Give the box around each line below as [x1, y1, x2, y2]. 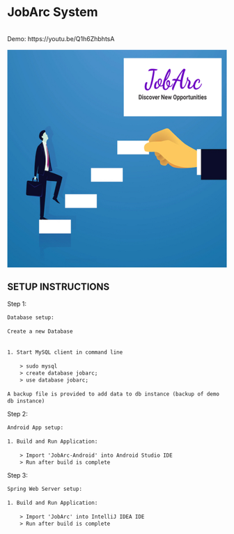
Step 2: [7, 409, 28, 418]
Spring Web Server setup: [7, 485, 82, 492]
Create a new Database [7, 328, 73, 335]
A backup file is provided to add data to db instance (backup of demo [7, 391, 219, 398]
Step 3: [7, 471, 28, 479]
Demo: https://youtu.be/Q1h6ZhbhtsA [7, 34, 115, 42]
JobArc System [7, 4, 99, 20]
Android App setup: [7, 424, 64, 431]
